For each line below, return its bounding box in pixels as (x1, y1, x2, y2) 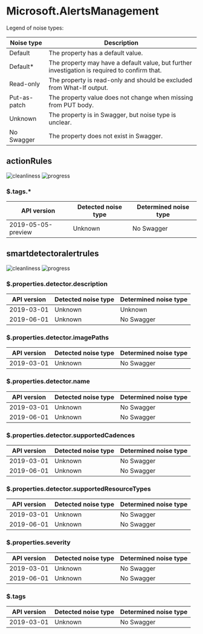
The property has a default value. (48, 48, 143, 57)
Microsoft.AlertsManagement (6, 4, 159, 18)
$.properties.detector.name (6, 377, 91, 386)
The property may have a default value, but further (48, 59, 192, 67)
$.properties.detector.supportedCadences (6, 431, 135, 439)
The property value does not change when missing (48, 93, 193, 101)
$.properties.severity (6, 539, 71, 547)
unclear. (48, 118, 72, 126)
